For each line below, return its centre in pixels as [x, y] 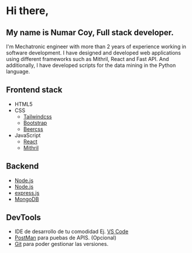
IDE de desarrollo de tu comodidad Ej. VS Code [71, 232]
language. [18, 71]
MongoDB [27, 199]
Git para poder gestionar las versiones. [61, 244]
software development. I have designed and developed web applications [94, 53]
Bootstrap [35, 123]
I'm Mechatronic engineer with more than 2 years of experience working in [96, 46]
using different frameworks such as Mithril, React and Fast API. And [88, 59]
